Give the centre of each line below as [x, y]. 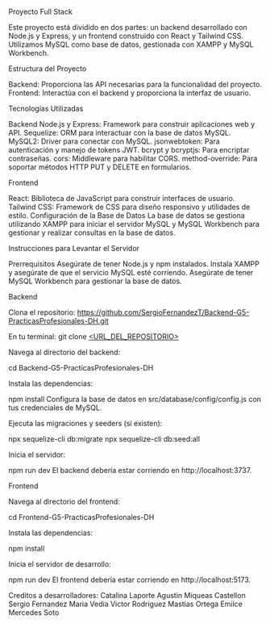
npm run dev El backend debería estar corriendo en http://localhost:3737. [130, 470]
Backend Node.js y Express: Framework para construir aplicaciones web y [132, 124]
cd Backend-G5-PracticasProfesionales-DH [81, 368]
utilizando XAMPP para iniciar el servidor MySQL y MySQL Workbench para [134, 224]
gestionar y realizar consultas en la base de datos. [92, 232]
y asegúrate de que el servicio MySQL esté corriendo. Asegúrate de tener [131, 272]
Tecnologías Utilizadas [46, 109]
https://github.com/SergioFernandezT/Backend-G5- [163, 312]
